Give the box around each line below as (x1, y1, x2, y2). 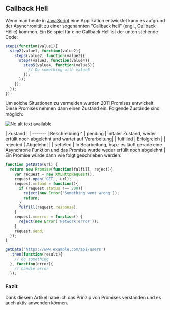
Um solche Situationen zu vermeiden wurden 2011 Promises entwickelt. (5, 100, 155, 106)
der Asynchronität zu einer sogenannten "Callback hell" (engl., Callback (5, 23, 156, 29)
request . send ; (14, 229, 44, 234)
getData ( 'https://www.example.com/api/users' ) (5, 247, 106, 252)
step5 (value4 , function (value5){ (23, 63, 95, 68)
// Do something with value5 (27, 67, 90, 73)
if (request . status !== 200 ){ (18, 186, 83, 191)
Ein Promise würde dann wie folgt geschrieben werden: (5, 152, 122, 158)
